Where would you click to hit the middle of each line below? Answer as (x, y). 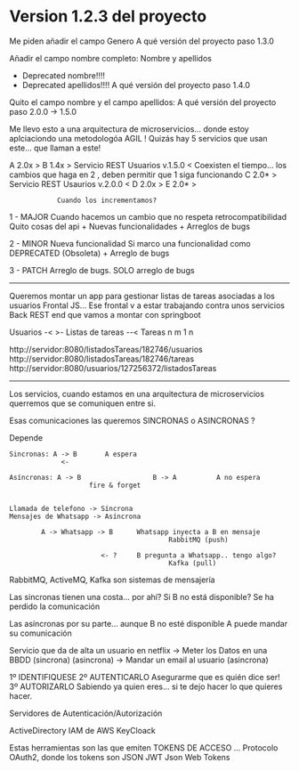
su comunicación (41, 633)
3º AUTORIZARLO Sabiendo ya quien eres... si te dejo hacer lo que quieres (146, 686)
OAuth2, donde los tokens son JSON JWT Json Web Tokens (120, 757)
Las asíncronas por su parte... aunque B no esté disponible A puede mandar (148, 623)
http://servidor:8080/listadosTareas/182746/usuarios (106, 349)
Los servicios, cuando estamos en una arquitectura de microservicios (137, 394)
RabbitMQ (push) (198, 540)
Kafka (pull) (193, 563)
